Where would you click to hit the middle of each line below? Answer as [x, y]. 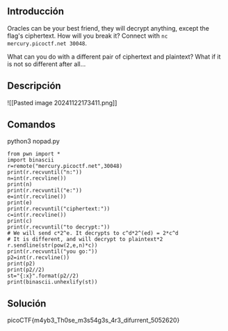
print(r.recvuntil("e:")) [44, 191]
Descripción [34, 86]
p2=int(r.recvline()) [39, 258]
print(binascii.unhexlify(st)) [52, 282]
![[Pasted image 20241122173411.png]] [62, 102]
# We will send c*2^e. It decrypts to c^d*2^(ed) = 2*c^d [93, 233]
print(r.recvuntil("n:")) [44, 172]
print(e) [20, 203]
